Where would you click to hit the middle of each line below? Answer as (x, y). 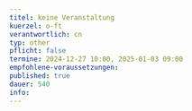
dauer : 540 (30, 84)
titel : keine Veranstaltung (62, 17)
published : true (40, 76)
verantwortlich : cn (46, 34)
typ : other (30, 43)
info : (19, 92)
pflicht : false (38, 51)
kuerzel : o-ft (36, 26)
